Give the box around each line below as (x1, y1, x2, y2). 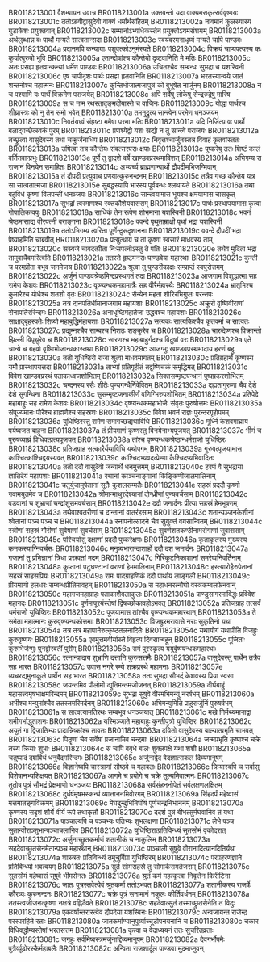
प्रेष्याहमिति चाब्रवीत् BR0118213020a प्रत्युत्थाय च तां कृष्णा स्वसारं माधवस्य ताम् (8, 235, 214, 244)
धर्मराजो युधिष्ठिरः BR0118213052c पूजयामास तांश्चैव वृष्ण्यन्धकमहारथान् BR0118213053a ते (8, 607, 256, 617)
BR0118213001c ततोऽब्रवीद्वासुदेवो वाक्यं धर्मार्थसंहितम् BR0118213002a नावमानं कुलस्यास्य (8, 17, 252, 26)
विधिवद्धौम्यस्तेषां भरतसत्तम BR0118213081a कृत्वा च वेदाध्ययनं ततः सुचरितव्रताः (8, 926, 214, 935)
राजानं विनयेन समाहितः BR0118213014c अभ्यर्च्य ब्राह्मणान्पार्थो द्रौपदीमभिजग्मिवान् (8, 162, 217, 171)
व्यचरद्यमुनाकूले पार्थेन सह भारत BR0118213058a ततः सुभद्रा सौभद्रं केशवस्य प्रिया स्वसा (8, 671, 234, 680)
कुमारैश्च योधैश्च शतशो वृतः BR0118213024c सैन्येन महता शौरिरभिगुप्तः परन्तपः (8, 289, 214, 299)
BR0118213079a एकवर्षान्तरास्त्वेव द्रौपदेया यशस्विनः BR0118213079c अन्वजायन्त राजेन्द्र (8, 907, 247, 917)
